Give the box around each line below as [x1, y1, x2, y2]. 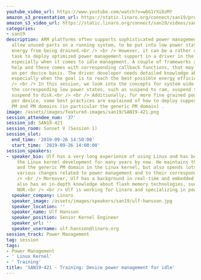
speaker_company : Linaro [11, 192, 74, 198]
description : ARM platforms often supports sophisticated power [6, 36, 170, 42]
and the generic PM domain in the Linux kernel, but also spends [17, 165, 184, 171]
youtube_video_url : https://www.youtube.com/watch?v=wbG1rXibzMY [6, 8, 172, 15]
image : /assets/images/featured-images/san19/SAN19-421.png [6, 109, 160, 115]
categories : [6, 25, 36, 32]
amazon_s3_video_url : [6, 20, 60, 26]
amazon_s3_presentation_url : [6, 14, 79, 20]
